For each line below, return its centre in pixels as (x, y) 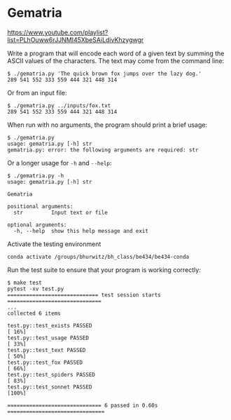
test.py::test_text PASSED (47, 350)
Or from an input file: (37, 93)
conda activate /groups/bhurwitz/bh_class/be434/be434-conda (98, 257)
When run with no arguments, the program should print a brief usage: (107, 125)
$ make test (24, 283)
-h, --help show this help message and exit (81, 231)
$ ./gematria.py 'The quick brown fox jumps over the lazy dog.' (104, 74)
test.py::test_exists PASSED (50, 325)
